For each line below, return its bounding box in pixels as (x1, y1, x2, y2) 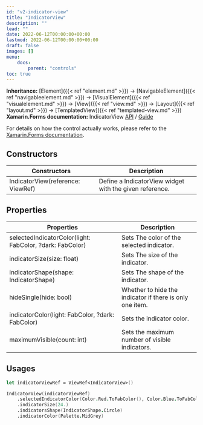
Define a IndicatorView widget (98, 177, 185, 185)
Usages (6, 364, 36, 374)
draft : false (6, 43, 39, 49)
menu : (6, 54, 20, 60)
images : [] (6, 48, 34, 54)
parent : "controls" (28, 65, 77, 71)
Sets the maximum (121, 328, 174, 336)
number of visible (121, 335, 171, 344)
